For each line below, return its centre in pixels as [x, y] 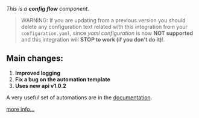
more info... [21, 109]
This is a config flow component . [48, 9]
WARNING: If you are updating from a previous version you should [103, 20]
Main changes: [35, 59]
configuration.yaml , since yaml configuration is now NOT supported [107, 33]
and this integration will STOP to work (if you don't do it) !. [93, 39]
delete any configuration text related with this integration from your [104, 27]
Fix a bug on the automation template [62, 79]
